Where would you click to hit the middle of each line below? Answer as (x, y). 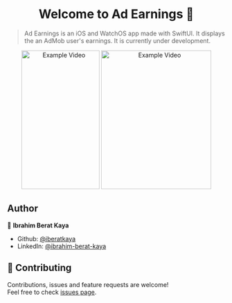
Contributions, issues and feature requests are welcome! (88, 284)
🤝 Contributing (39, 268)
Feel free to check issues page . (52, 292)
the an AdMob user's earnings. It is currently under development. (117, 40)
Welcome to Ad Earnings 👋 (116, 14)
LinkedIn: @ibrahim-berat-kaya (62, 246)
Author (23, 208)
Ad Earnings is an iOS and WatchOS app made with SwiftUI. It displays (124, 33)
